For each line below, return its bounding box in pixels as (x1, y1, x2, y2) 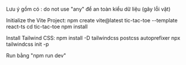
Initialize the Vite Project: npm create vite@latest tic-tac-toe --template (6, 17, 178, 23)
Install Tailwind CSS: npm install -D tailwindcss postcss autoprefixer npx (6, 35, 181, 41)
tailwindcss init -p (6, 41, 49, 47)
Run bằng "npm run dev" (6, 52, 66, 59)
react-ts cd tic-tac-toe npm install (6, 23, 88, 30)
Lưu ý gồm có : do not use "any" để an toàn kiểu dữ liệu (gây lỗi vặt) (6, 6, 171, 12)
